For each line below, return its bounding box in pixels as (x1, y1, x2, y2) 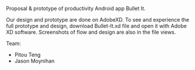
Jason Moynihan (14, 58, 55, 64)
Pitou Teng (14, 51, 41, 58)
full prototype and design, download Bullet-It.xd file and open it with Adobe (6, 23, 187, 29)
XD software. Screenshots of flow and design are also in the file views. (6, 29, 176, 36)
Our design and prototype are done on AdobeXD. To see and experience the (6, 16, 190, 23)
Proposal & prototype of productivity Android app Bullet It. (6, 5, 146, 12)
